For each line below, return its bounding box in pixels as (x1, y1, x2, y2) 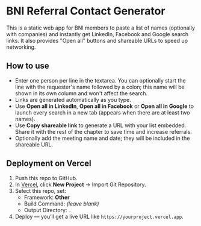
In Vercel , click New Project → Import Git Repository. (14, 181, 146, 188)
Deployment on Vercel (6, 159, 91, 169)
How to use (6, 61, 49, 71)
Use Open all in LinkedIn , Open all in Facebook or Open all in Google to (14, 102, 194, 110)
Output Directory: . (23, 206, 72, 213)
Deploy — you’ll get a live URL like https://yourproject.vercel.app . (14, 213, 184, 220)
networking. (6, 43, 36, 51)
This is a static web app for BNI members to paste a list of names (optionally (6, 24, 196, 31)
